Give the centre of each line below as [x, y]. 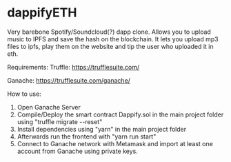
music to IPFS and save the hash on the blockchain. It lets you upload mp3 [113, 39]
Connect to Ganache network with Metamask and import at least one [115, 143]
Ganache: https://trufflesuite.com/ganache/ [69, 80]
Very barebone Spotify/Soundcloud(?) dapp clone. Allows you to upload [109, 32]
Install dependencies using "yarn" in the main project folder [102, 129]
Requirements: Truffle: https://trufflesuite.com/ [73, 67]
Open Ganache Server [49, 107]
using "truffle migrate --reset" [60, 121]
